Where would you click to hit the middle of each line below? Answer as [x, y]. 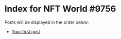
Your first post [26, 31]
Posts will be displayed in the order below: [47, 22]
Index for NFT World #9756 [60, 9]
